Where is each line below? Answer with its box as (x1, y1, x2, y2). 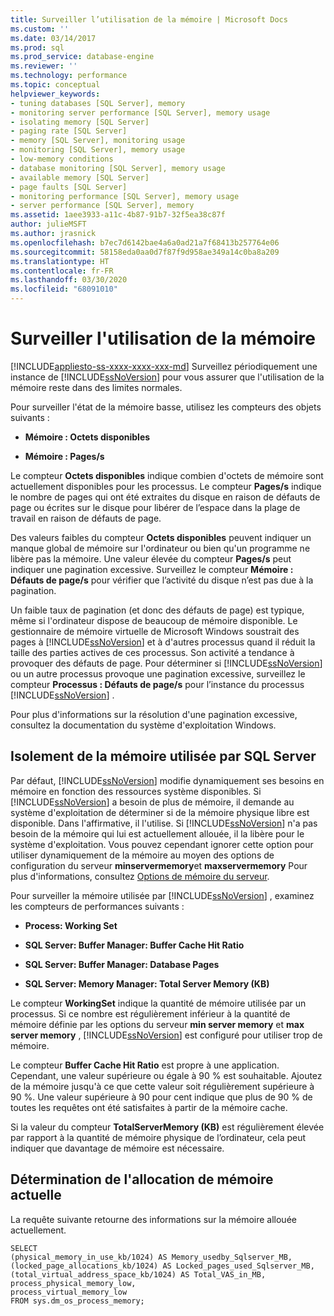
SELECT (10, 1243, 38, 1253)
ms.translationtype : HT (10, 256, 110, 266)
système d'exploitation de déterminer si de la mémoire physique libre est (10, 806, 310, 818)
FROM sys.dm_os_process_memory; (10, 1296, 145, 1306)
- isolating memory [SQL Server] (10, 117, 150, 127)
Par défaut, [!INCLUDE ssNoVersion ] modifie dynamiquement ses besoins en (10, 774, 325, 786)
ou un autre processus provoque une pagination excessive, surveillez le (10, 667, 306, 680)
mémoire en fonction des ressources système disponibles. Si (10, 785, 262, 797)
